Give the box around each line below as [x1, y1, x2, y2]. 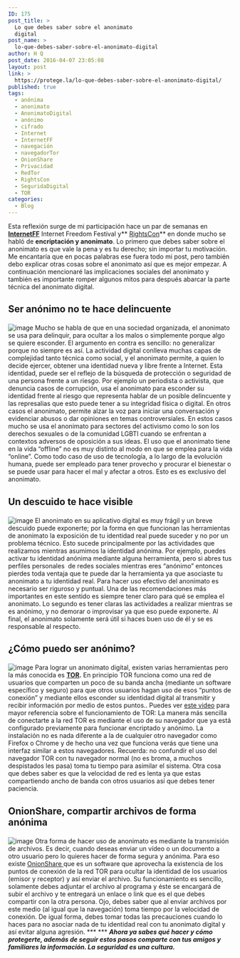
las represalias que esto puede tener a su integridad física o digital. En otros [8, 400, 231, 408]
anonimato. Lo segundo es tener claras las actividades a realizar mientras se [8, 599, 233, 608]
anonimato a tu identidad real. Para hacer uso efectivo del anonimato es [8, 576, 219, 585]
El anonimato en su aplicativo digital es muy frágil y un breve [35, 516, 213, 524]
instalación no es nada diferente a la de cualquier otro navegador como [8, 731, 217, 740]
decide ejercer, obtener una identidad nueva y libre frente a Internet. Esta [8, 361, 223, 370]
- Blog [14, 202, 34, 210]
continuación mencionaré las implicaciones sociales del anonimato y [8, 268, 209, 276]
